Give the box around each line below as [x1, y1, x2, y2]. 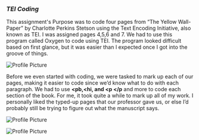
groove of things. [6, 50, 48, 57]
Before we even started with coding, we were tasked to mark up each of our [6, 73, 194, 80]
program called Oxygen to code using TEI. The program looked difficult [6, 38, 182, 45]
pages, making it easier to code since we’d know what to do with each [6, 79, 179, 86]
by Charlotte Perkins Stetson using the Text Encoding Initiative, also [25, 24, 191, 32]
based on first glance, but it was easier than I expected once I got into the [6, 43, 188, 51]
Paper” [6, 24, 24, 32]
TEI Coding [6, 5, 39, 13]
